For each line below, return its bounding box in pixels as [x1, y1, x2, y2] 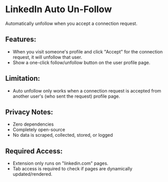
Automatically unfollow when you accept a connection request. [5, 20, 137, 26]
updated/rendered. [12, 171, 52, 177]
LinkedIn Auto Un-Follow [5, 4, 112, 15]
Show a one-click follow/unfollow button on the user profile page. [12, 59, 151, 66]
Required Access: [5, 146, 63, 156]
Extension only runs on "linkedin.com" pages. [12, 160, 108, 166]
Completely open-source [12, 127, 65, 133]
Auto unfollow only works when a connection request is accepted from [12, 87, 161, 94]
